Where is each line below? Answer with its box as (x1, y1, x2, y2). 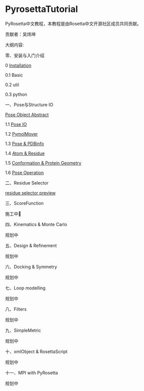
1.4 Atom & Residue (5, 150, 45, 156)
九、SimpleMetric (5, 327, 41, 333)
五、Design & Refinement (5, 242, 57, 248)
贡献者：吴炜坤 (5, 31, 36, 37)
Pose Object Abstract (5, 111, 49, 118)
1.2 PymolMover (5, 131, 38, 137)
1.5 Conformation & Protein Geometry (5, 160, 81, 166)
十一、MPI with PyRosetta (5, 370, 58, 376)
